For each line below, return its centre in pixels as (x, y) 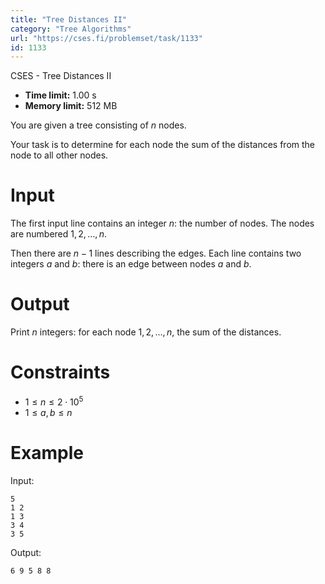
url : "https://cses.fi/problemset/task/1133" (106, 38)
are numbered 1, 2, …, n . (58, 234)
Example (47, 452)
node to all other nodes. (59, 155)
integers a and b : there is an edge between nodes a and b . (131, 264)
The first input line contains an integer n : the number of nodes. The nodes (162, 223)
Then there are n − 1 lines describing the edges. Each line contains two (156, 253)
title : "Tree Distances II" (69, 19)
